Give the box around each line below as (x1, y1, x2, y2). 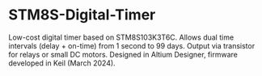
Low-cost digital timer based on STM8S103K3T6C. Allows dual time (8, 32, 235, 42)
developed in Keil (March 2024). (8, 58, 116, 68)
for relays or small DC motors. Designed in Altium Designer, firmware (8, 49, 239, 59)
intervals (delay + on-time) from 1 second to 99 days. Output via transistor (8, 40, 256, 50)
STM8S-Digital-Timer (8, 6, 156, 24)
